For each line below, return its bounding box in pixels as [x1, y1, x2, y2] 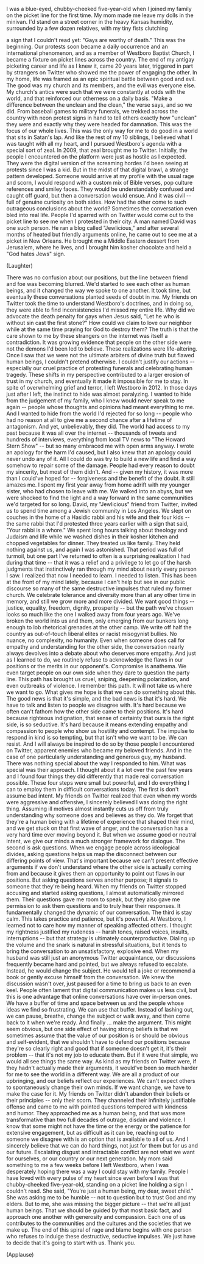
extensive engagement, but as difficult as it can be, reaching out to [6, 1129, 174, 1136]
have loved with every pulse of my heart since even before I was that [6, 1174, 180, 1182]
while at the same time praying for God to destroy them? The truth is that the [6, 326, 199, 333]
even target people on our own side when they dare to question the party [6, 669, 190, 676]
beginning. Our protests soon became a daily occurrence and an [6, 43, 169, 50]
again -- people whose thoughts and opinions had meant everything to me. [6, 404, 195, 410]
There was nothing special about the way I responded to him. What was [6, 760, 186, 767]
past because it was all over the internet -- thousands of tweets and [6, 429, 177, 437]
